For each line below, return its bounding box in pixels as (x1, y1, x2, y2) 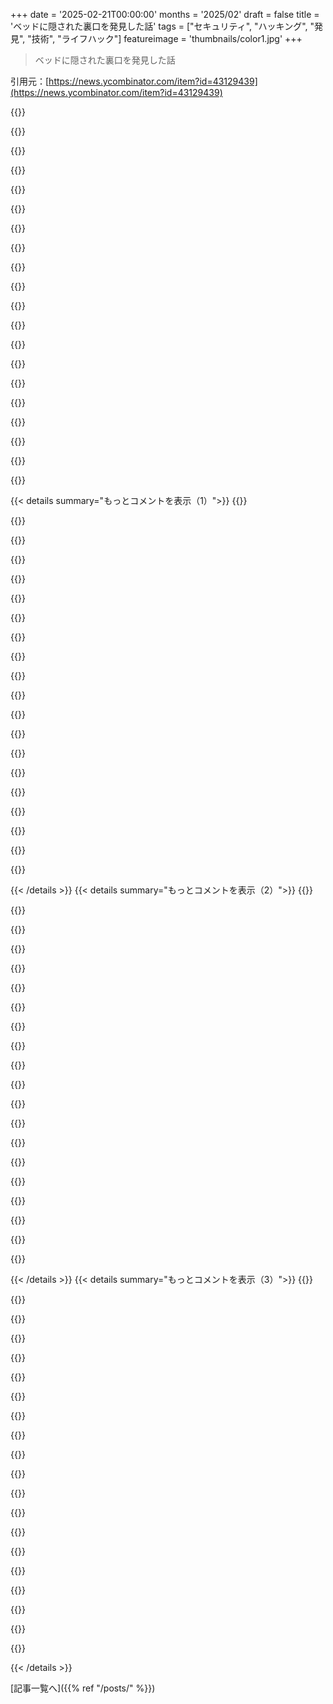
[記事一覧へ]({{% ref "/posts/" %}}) (10, 1682, 156, 1694)
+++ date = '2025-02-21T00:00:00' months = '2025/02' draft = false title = (10, 9, 320, 20)
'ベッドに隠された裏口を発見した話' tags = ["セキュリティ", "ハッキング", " (10, 20, 315, 32)
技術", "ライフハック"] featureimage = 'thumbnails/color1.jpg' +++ (31, 33, 303, 44)
